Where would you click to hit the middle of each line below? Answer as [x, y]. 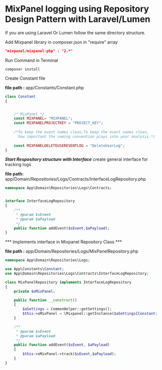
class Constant [20, 96]
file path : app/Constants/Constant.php [45, 87]
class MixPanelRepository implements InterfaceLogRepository [68, 282]
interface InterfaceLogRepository [40, 201]
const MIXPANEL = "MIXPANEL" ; [43, 118]
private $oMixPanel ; [35, 291]
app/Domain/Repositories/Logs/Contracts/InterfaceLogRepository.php [75, 179]
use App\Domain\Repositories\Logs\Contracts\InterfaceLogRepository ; [77, 274]
